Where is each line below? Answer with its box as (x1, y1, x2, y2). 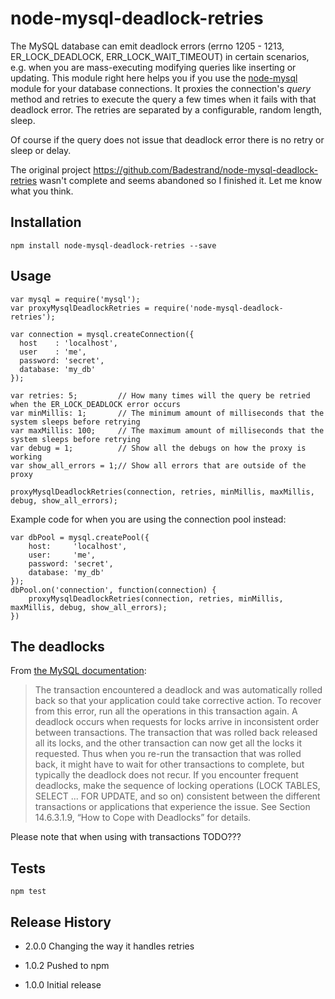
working (10, 452, 43, 462)
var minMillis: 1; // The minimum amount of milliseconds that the (10, 408, 325, 418)
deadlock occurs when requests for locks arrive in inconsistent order (34, 716, 320, 728)
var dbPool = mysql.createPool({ (10, 532, 150, 542)
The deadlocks (10, 638, 105, 655)
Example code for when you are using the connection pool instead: (10, 513, 287, 525)
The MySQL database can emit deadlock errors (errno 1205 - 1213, (10, 40, 285, 52)
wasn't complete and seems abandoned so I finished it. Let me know (39, 174, 323, 186)
